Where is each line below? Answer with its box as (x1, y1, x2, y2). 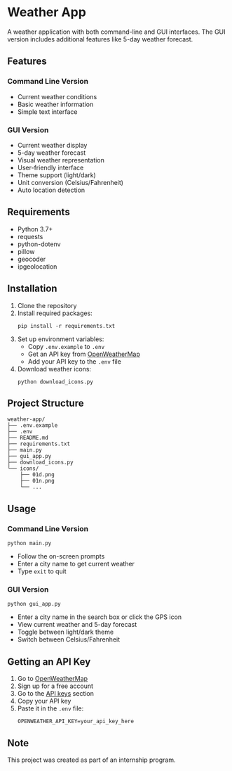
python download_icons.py (17, 378, 93, 385)
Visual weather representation (17, 155, 105, 164)
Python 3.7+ (17, 224, 53, 233)
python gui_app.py (7, 601, 61, 608)
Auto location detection (17, 186, 86, 194)
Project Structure (7, 397, 84, 409)
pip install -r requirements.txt (17, 322, 116, 329)
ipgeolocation (17, 262, 57, 271)
